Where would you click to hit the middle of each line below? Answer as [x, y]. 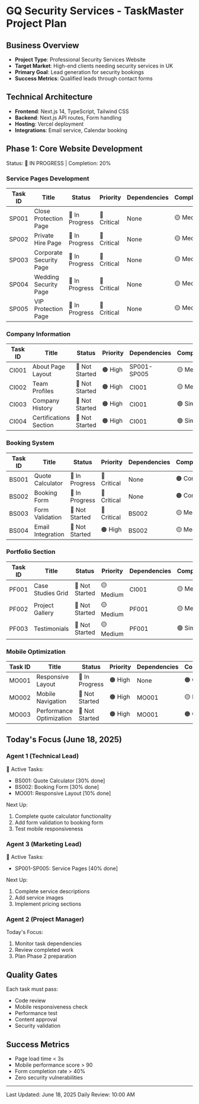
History [43, 408]
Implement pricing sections [48, 904]
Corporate [48, 252]
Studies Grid [51, 593]
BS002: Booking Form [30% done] [57, 787]
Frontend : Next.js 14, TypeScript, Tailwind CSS [72, 111]
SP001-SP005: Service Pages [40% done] [66, 868]
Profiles [43, 391]
